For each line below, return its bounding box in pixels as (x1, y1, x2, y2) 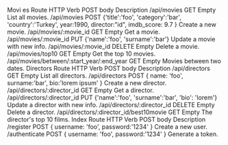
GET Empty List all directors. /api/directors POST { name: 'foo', (7, 71, 183, 80)
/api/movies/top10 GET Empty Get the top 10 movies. (7, 49, 156, 58)
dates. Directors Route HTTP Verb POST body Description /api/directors (7, 65, 211, 72)
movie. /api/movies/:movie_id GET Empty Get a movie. (7, 27, 161, 36)
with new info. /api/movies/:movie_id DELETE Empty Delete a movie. (7, 43, 200, 50)
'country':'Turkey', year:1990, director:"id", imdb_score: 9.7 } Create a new (7, 21, 217, 28)
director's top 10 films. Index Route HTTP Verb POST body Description (7, 115, 206, 123)
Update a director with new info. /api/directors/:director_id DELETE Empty (7, 101, 215, 109)
